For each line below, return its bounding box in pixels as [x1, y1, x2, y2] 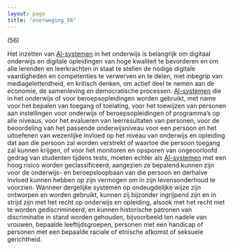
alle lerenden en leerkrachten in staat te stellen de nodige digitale [7, 64, 196, 73]
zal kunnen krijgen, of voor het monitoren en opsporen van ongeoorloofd [7, 146, 218, 154]
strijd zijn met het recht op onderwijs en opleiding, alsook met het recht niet [7, 198, 225, 206]
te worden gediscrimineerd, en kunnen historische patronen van [7, 205, 192, 214]
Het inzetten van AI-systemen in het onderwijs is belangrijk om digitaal [7, 50, 211, 58]
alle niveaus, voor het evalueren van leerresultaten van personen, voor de [7, 116, 220, 124]
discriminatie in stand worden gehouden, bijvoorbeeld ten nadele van [7, 212, 207, 221]
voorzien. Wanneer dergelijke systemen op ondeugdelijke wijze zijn [7, 183, 202, 191]
